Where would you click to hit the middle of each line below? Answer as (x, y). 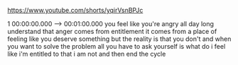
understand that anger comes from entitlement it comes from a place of (112, 31)
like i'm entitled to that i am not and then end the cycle (87, 54)
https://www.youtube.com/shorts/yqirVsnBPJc (75, 10)
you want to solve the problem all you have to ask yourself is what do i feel (117, 46)
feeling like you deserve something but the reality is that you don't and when (119, 39)
